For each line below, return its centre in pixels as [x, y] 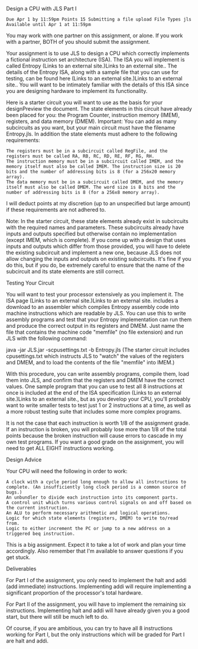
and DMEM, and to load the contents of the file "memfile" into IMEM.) [90, 362]
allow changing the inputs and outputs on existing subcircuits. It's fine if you [99, 259]
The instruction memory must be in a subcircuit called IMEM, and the [95, 162]
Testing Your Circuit [30, 283]
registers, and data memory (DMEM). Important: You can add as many [91, 121]
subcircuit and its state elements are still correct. [66, 271]
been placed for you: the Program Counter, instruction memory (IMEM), [93, 115]
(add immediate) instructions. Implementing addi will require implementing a [98, 586]
